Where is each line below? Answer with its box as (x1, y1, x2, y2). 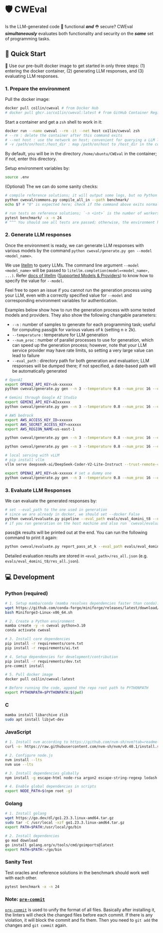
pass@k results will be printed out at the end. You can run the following (5, 530, 147, 536)
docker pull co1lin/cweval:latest (5, 677, 75, 682)
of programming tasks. (5, 36, 50, 41)
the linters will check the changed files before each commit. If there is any (5, 912, 153, 917)
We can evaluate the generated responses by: (5, 498, 97, 503)
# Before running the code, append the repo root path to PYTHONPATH (5, 685, 149, 691)
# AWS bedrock (5, 413, 34, 418)
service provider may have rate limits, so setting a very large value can (12, 347, 154, 353)
